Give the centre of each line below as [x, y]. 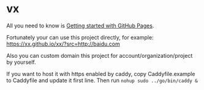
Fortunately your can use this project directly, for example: [80, 37]
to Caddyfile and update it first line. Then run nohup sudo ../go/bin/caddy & [102, 80]
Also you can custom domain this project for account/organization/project [100, 55]
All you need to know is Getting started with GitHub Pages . [80, 26]
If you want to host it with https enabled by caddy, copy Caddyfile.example [101, 74]
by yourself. [21, 62]
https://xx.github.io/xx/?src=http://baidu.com [63, 44]
